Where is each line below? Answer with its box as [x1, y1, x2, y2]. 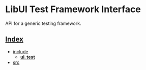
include [12, 48, 28, 54]
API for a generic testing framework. [5, 20, 81, 26]
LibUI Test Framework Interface [5, 4, 141, 15]
